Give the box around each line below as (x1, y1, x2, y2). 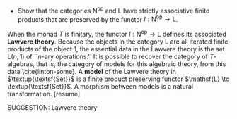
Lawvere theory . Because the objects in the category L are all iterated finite (7, 37, 229, 46)
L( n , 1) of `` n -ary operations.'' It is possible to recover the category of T (7, 52, 214, 61)
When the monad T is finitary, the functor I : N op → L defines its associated (7, 29, 226, 38)
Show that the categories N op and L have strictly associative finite (17, 6, 210, 15)
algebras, (7, 59, 35, 68)
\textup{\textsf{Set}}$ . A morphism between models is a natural (7, 82, 193, 90)
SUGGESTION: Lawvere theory (7, 103, 98, 111)
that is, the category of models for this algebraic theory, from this (36, 59, 226, 68)
